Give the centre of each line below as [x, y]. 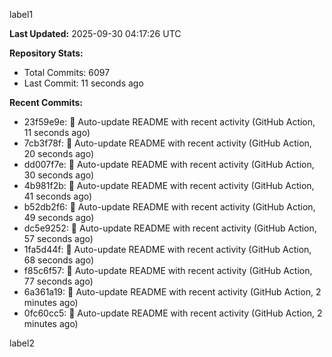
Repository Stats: [46, 53]
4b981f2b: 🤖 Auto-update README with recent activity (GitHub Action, [169, 185]
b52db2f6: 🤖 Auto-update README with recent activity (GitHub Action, [169, 207]
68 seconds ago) [58, 260]
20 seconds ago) [59, 153]
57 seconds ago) [58, 238]
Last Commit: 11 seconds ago [83, 83]
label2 [22, 343]
